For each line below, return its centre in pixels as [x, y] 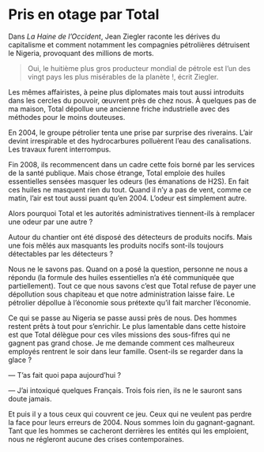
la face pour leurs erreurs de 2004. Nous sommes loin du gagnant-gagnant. [132, 422]
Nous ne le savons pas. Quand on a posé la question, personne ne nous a [128, 269]
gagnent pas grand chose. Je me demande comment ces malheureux [121, 343]
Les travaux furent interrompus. [60, 149]
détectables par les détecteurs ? [60, 253]
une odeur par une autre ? [51, 222]
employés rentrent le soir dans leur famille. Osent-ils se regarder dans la [126, 351]
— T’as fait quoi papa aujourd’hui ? [64, 375]
